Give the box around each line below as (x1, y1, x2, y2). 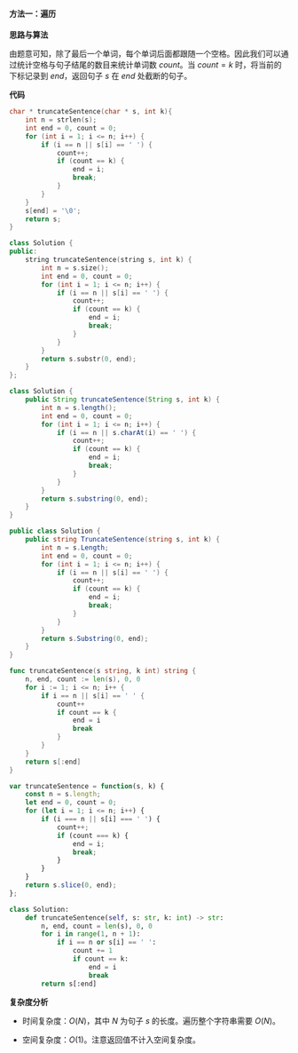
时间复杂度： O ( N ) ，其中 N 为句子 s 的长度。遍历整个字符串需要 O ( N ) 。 (21, 1015, 281, 1025)
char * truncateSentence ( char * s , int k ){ (9, 107, 173, 116)
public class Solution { (9, 526, 101, 536)
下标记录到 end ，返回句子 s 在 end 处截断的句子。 (9, 71, 192, 82)
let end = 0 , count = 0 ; (25, 798, 117, 807)
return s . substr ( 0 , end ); (41, 354, 137, 363)
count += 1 (72, 946, 114, 955)
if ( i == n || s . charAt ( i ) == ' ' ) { (56, 428, 197, 437)
